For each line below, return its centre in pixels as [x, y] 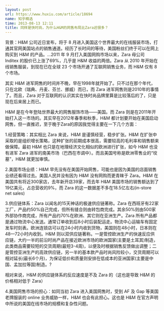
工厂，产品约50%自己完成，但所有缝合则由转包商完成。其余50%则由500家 [81, 210]
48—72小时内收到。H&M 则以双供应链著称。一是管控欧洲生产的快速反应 [78, 234]
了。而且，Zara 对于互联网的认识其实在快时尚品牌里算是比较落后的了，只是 [81, 95]
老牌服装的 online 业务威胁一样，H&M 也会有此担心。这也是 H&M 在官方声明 [82, 298]
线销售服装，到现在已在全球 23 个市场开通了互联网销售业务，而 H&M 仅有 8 [81, 67]
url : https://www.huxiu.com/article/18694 [49, 14]
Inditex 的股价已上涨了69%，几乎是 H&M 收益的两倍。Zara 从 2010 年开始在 [82, 61]
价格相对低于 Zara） [25, 281]
